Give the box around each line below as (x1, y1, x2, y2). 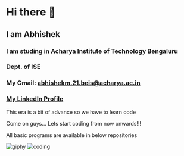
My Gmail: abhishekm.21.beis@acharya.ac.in (6, 79, 141, 87)
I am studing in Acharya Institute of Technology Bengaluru (6, 47, 179, 55)
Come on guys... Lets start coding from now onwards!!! (6, 120, 142, 127)
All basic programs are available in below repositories (6, 131, 138, 139)
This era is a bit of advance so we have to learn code (6, 108, 136, 116)
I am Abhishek (6, 29, 61, 39)
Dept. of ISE (6, 63, 41, 71)
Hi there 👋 (6, 5, 55, 19)
